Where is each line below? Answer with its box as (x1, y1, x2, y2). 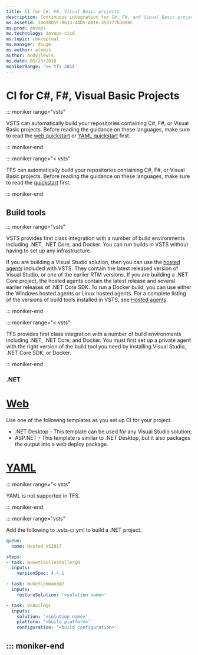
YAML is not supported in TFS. (6, 492, 81, 499)
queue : (6, 538, 22, 544)
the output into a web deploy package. (14, 440, 109, 447)
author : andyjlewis (6, 52, 54, 58)
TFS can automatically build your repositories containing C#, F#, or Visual (6, 166, 185, 174)
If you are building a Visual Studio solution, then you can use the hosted (6, 259, 180, 266)
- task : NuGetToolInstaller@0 (6, 559, 81, 565)
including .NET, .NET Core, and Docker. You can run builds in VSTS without (6, 241, 189, 248)
